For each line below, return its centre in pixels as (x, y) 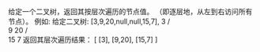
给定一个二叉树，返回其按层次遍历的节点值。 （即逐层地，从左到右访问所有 (130, 11)
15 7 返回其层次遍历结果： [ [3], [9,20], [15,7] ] (83, 39)
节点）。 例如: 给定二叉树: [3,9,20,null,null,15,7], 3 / (89, 21)
